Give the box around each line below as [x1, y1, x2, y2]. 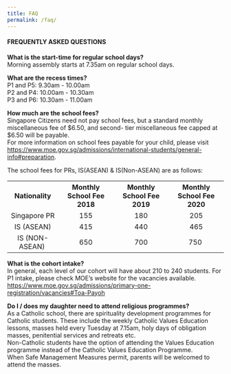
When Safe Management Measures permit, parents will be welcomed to [7, 353, 210, 361]
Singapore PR [10, 210, 55, 220]
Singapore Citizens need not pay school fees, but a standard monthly [7, 116, 203, 124]
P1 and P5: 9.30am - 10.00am [7, 80, 90, 89]
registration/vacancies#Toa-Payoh [7, 288, 105, 296]
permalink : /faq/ [7, 16, 57, 23]
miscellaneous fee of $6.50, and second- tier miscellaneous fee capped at [7, 123, 218, 131]
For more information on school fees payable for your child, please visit [7, 138, 209, 146]
